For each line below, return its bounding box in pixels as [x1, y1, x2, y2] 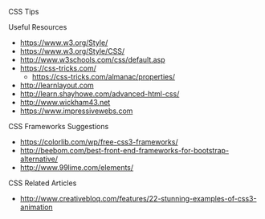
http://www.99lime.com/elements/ [19, 163, 134, 172]
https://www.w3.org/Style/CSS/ [19, 47, 125, 55]
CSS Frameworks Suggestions [8, 122, 109, 131]
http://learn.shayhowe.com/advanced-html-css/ [19, 89, 180, 99]
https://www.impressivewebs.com [19, 106, 133, 116]
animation [19, 202, 54, 212]
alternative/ [19, 154, 59, 164]
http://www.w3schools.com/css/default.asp [19, 55, 166, 64]
